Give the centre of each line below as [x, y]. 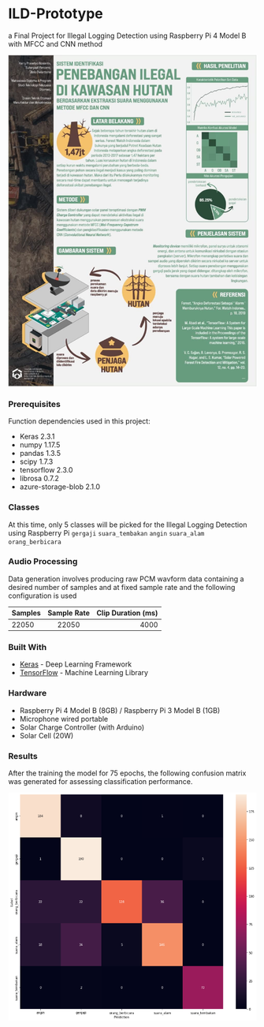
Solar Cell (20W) [46, 735]
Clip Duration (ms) [127, 613]
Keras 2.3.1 [37, 437]
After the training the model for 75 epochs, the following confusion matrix [127, 773]
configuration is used [43, 596]
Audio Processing [43, 562]
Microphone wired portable [64, 719]
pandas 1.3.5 [40, 454]
